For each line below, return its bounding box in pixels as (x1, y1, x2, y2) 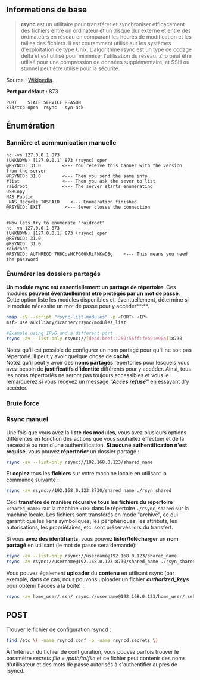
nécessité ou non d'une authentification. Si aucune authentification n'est (6, 441, 187, 449)
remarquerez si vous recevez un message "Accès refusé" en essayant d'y (6, 378, 189, 386)
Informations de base (6, 5, 87, 15)
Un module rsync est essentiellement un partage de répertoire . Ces (6, 283, 176, 290)
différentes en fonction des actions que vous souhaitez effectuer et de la (6, 435, 185, 442)
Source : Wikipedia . (6, 76, 54, 83)
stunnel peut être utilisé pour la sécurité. (20, 65, 120, 72)
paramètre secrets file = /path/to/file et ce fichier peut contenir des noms (6, 654, 186, 662)
